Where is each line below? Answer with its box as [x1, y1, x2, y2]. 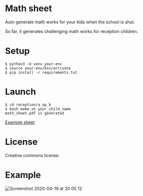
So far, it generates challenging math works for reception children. [5, 28, 138, 34]
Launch [5, 86, 36, 97]
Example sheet [5, 119, 35, 125]
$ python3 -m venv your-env [5, 61, 62, 66]
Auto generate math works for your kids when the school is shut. [5, 19, 135, 25]
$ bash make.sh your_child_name [5, 107, 71, 111]
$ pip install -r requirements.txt [5, 70, 78, 75]
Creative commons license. [5, 152, 60, 158]
